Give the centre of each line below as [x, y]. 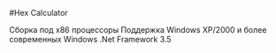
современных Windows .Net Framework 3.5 [90, 39]
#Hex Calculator [38, 13]
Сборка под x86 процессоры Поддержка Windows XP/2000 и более [138, 30]
